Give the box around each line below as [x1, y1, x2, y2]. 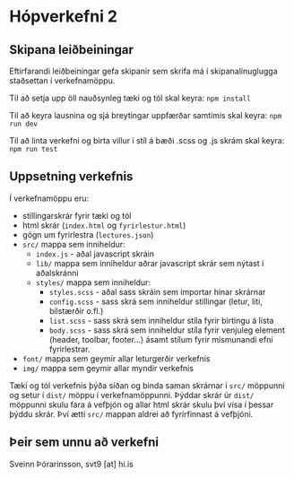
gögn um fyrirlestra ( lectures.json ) [22, 229, 154, 239]
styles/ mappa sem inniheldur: [35, 276, 151, 288]
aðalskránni [35, 267, 79, 278]
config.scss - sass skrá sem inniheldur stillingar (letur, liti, [48, 296, 263, 307]
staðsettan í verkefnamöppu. [9, 75, 116, 86]
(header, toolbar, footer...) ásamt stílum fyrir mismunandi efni [48, 334, 273, 344]
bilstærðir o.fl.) [48, 305, 104, 316]
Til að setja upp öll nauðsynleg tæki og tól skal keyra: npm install [9, 92, 251, 103]
